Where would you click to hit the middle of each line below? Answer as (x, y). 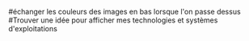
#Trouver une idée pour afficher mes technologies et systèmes (113, 20)
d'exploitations (33, 29)
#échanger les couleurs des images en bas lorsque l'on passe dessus (124, 12)
